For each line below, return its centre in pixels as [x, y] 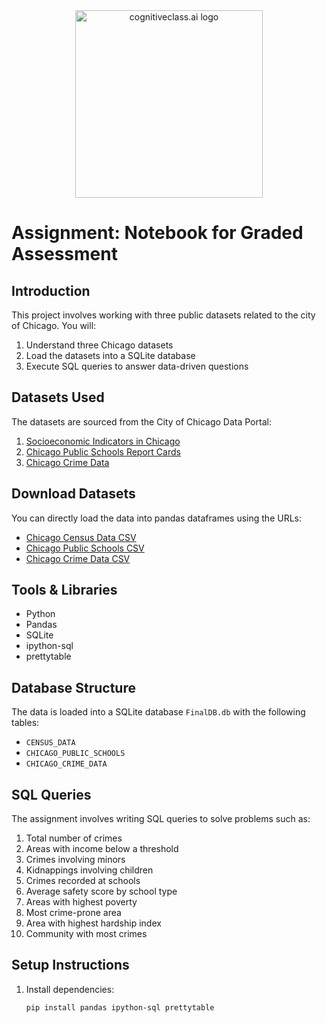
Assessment [64, 254]
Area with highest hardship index [93, 923]
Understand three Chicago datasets [99, 345]
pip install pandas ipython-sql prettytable [120, 1007]
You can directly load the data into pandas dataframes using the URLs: [157, 518]
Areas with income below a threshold [102, 849]
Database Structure [73, 687]
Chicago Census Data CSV [81, 537]
